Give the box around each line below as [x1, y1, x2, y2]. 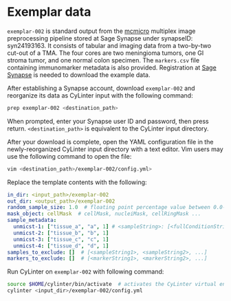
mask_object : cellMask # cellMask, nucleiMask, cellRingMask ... [7, 210, 201, 217]
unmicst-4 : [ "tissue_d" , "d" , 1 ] [13, 242, 109, 249]
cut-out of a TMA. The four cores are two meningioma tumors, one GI [7, 49, 204, 57]
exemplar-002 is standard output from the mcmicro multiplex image [7, 27, 196, 35]
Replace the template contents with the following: [7, 178, 147, 186]
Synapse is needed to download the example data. [7, 70, 151, 79]
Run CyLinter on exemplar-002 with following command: [7, 267, 164, 276]
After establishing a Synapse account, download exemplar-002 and [7, 84, 195, 92]
